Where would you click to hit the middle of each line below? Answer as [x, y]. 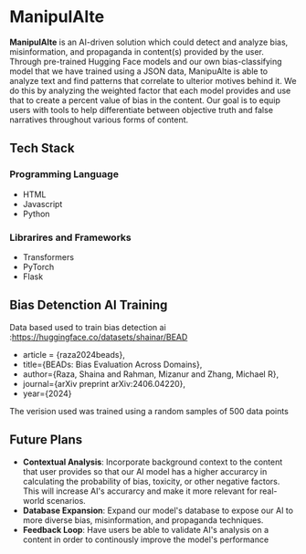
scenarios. [66, 500]
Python [36, 214]
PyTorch [38, 267]
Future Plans [46, 440]
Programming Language [64, 174]
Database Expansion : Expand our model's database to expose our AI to [158, 510]
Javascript [42, 204]
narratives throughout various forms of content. [99, 120]
